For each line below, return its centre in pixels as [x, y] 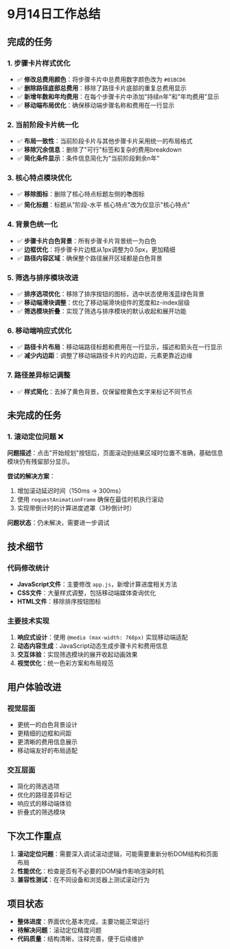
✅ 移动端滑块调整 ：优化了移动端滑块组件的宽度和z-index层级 [103, 303]
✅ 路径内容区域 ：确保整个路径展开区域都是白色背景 [90, 258]
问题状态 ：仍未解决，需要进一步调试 [58, 523]
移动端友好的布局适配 [47, 751]
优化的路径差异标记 [44, 795]
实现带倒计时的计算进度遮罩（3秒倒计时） [76, 508]
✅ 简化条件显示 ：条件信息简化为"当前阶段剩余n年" [88, 159]
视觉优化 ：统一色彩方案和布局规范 [65, 663]
